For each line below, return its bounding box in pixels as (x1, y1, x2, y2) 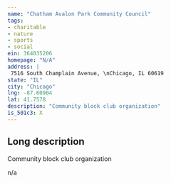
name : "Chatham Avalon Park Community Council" (7, 10, 152, 18)
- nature (7, 30, 33, 38)
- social (7, 43, 33, 50)
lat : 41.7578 (7, 96, 46, 104)
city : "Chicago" (7, 83, 56, 90)
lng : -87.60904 (7, 89, 53, 96)
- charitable (7, 23, 46, 30)
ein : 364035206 (7, 50, 53, 57)
